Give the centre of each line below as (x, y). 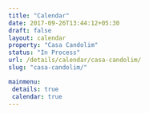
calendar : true (37, 96)
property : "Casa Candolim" (53, 45)
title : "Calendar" (39, 16)
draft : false (30, 30)
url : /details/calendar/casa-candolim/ (75, 60)
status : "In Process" (44, 53)
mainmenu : (25, 82)
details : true (35, 89)
